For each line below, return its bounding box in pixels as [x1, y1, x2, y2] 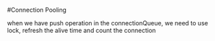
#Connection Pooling [7, 6, 67, 14]
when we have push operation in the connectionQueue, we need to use [7, 19, 209, 27]
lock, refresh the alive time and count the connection [7, 27, 156, 34]
